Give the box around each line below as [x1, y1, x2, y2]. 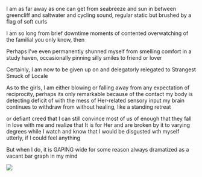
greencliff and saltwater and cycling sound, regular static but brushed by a [6, 11, 192, 19]
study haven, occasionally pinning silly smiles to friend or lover [6, 54, 162, 61]
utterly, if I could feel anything [6, 134, 80, 141]
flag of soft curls [6, 18, 48, 25]
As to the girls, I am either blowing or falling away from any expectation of [6, 84, 190, 91]
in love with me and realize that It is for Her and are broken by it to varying [6, 121, 191, 129]
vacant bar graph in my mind [6, 152, 78, 159]
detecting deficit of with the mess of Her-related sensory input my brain [6, 97, 185, 104]
